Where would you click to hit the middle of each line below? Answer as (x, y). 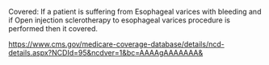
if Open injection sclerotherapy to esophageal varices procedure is (119, 20)
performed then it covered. (53, 28)
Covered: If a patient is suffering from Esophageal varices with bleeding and (135, 12)
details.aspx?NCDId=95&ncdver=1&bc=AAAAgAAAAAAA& (106, 53)
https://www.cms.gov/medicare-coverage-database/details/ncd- (116, 44)
